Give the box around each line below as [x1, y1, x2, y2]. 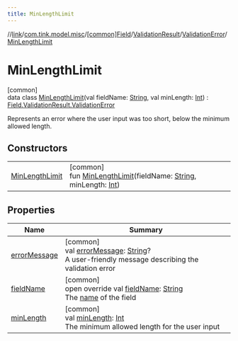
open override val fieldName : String [64, 284, 183, 294]
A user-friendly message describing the [64, 255, 199, 265]
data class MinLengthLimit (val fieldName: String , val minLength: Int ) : [7, 93, 209, 101]
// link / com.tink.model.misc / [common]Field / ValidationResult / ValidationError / [7, 30, 228, 38]
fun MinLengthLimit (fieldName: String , [69, 171, 197, 181]
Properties [7, 204, 55, 216]
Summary [129, 225, 163, 235]
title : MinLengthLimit [7, 10, 74, 18]
